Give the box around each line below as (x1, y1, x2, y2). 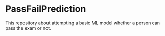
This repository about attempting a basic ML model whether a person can (5, 20, 160, 26)
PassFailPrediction (5, 3, 86, 15)
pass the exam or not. (5, 25, 51, 31)
